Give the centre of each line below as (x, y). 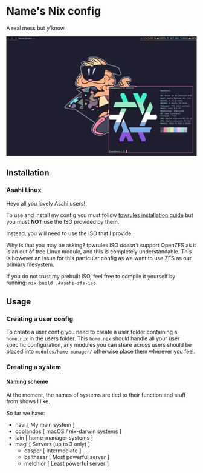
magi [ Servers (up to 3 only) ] (53, 444)
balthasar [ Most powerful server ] (67, 457)
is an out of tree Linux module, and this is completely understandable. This (99, 251)
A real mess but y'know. (36, 28)
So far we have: (26, 413)
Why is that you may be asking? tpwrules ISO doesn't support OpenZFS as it (101, 245)
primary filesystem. (30, 264)
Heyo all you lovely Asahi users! (46, 203)
